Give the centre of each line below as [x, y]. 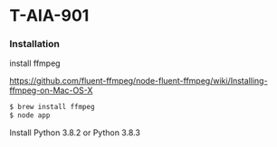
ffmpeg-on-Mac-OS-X [51, 90]
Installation [35, 44]
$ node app [30, 115]
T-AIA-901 [49, 16]
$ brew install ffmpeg [52, 107]
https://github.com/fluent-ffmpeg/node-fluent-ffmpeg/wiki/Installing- [139, 81]
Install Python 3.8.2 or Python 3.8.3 [75, 133]
